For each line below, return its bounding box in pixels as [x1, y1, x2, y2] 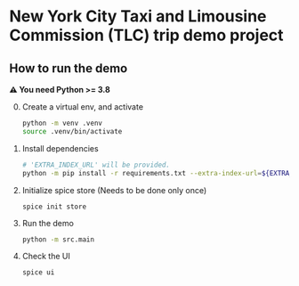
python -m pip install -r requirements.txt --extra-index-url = [21, 168, 263, 177]
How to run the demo [9, 61, 128, 76]
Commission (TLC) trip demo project [9, 25, 284, 45]
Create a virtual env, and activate [21, 102, 144, 112]
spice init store [21, 202, 87, 211]
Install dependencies [21, 143, 100, 153]
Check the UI [21, 251, 71, 262]
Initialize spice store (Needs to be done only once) [21, 184, 207, 195]
